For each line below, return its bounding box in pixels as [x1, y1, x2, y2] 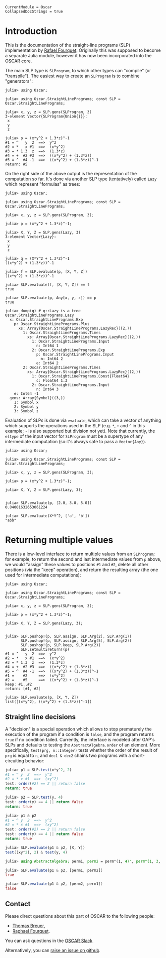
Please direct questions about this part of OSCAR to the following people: [5, 913, 155, 919]
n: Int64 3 [36, 386, 58, 392]
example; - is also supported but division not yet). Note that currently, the [5, 428, 155, 434]
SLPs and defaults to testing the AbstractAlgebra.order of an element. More [5, 742, 161, 748]
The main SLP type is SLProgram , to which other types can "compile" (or [5, 67, 151, 73]
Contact [5, 900, 31, 908]
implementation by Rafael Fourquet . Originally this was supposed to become [5, 47, 161, 53]
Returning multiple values [5, 534, 113, 546]
